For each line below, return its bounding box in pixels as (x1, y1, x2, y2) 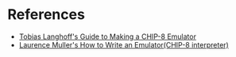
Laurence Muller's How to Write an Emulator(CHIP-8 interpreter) (18, 40, 230, 49)
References (7, 6, 85, 24)
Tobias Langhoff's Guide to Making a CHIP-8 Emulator (18, 32, 196, 41)
